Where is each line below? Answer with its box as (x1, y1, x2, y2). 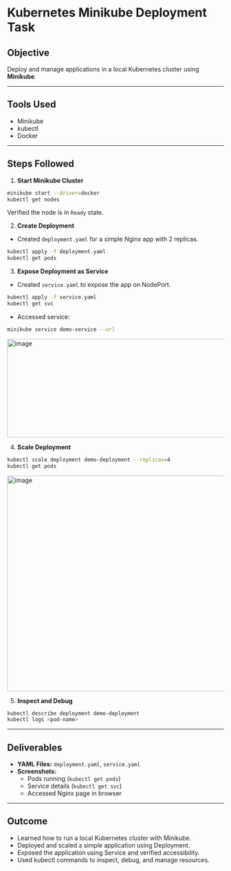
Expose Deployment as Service (16, 267, 109, 276)
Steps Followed (7, 158, 74, 170)
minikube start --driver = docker (7, 189, 100, 197)
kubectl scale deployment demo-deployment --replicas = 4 (7, 456, 170, 463)
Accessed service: (16, 312, 70, 321)
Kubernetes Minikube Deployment (7, 5, 208, 21)
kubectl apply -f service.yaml (7, 294, 97, 301)
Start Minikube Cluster (16, 176, 84, 184)
